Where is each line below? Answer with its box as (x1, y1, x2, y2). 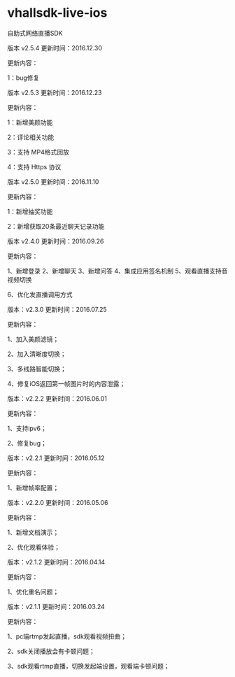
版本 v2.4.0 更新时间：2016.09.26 (7, 236, 104, 245)
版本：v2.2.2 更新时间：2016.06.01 (7, 394, 107, 403)
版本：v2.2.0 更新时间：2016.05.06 (7, 498, 108, 506)
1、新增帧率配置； (7, 483, 59, 492)
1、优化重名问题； (7, 587, 59, 596)
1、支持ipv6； (7, 424, 47, 432)
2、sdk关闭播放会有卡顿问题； (7, 647, 96, 655)
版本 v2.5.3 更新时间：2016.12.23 (7, 88, 102, 97)
